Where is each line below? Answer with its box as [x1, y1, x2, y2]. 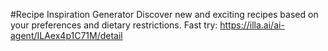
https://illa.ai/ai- [219, 19, 285, 31]
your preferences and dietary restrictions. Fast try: [10, 19, 218, 31]
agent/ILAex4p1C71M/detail [10, 30, 123, 41]
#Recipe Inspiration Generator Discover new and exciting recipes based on [10, 9, 319, 20]
